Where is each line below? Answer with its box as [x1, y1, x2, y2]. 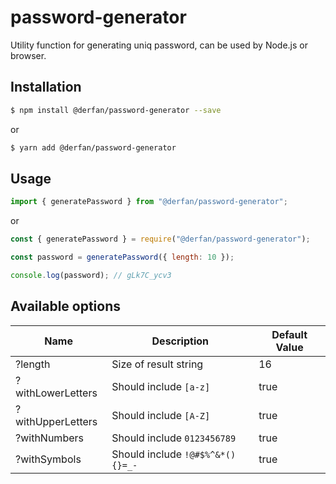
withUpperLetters [15, 414, 98, 428]
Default [271, 327, 308, 341]
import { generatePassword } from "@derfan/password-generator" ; [10, 197, 288, 207]
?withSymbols [15, 452, 82, 466]
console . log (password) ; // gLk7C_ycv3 [10, 270, 172, 280]
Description [151, 334, 209, 348]
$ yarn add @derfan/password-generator [10, 142, 177, 153]
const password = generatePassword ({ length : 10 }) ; [10, 252, 235, 263]
